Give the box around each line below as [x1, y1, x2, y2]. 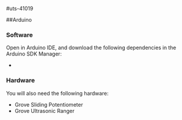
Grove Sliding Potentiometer [14, 101, 84, 108]
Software [6, 30, 34, 39]
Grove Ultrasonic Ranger [14, 107, 75, 114]
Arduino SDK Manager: [6, 50, 62, 57]
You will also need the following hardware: [6, 90, 109, 97]
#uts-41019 [6, 5, 34, 12]
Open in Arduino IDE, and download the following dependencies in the [6, 44, 177, 52]
